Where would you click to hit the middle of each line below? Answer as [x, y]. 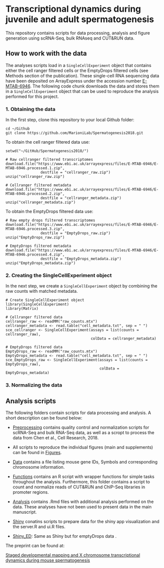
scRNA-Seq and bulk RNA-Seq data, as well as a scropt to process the [83, 433]
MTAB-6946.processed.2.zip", [35, 194]
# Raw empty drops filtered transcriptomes [51, 220]
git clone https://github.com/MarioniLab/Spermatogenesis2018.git [74, 133]
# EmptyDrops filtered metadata [38, 246]
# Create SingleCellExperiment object [45, 300]
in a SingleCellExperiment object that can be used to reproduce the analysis [82, 91]
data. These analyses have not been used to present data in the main [82, 507]
